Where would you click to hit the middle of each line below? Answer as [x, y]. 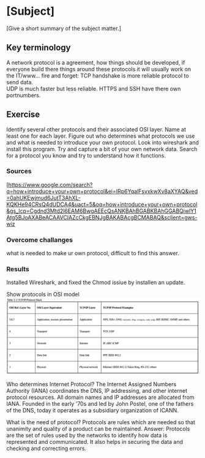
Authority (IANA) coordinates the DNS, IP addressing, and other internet [97, 391]
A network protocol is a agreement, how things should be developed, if [96, 62]
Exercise [23, 115]
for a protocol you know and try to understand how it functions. [86, 156]
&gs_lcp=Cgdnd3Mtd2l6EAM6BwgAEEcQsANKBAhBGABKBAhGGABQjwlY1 [102, 211]
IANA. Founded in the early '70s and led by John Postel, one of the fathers [100, 404]
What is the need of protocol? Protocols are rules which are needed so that [101, 422]
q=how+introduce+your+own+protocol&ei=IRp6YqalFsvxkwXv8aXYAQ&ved [102, 191]
